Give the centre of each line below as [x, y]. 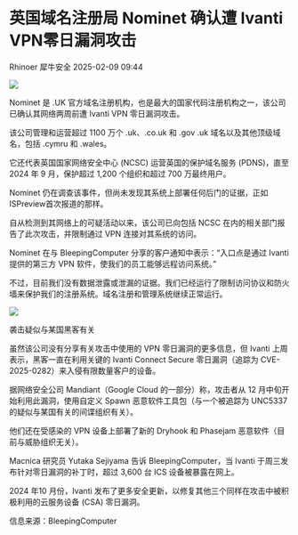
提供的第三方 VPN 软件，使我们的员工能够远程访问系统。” [113, 263]
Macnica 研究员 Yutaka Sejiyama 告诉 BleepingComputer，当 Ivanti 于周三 [145, 460]
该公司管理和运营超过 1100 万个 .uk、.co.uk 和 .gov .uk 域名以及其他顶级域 [145, 132]
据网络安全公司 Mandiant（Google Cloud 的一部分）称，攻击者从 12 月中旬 [145, 389]
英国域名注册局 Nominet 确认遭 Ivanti [146, 18]
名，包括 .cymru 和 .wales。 [60, 143]
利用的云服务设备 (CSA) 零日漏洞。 [81, 502]
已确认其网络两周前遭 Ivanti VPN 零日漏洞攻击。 [97, 113]
